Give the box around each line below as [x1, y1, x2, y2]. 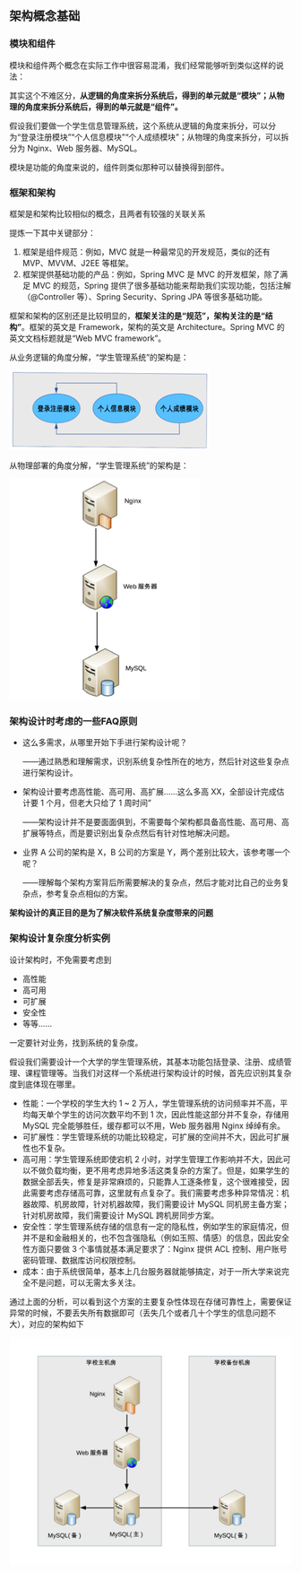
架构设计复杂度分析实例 [9, 932, 110, 944]
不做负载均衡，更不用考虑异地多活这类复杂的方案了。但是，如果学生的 [30, 1165, 289, 1176]
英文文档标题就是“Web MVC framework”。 [9, 333, 167, 343]
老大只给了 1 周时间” [77, 797, 152, 809]
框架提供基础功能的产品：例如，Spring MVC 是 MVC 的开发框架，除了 [21, 268, 280, 280]
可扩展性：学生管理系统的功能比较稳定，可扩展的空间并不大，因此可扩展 [21, 1131, 289, 1142]
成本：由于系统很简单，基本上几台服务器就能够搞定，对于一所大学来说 [21, 1265, 282, 1276]
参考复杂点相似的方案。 [46, 889, 133, 899]
